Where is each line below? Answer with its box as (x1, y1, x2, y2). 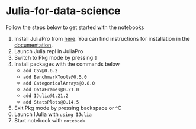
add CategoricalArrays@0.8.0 (23, 80, 95, 86)
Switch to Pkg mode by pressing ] (14, 54, 98, 61)
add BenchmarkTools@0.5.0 (23, 74, 87, 80)
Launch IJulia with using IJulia (14, 111, 92, 118)
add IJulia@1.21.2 (23, 93, 69, 99)
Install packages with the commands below (14, 60, 120, 67)
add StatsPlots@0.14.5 (23, 99, 79, 105)
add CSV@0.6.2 (23, 67, 58, 73)
